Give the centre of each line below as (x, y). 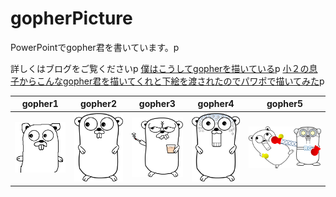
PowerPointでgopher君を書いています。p (95, 47)
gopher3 (157, 104)
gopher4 (216, 104)
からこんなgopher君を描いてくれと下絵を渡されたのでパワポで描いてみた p (171, 81)
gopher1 (40, 104)
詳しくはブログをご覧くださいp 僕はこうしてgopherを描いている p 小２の (160, 68)
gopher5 (285, 104)
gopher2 (98, 104)
